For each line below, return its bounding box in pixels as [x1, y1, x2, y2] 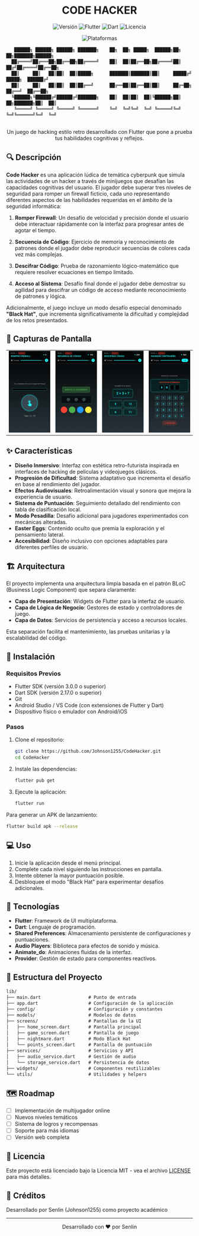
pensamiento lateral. [14, 531, 65, 538]
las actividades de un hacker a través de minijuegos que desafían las [6, 177, 174, 184]
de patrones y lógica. [14, 293, 67, 300]
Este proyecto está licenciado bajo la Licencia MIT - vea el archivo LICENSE [6, 1167, 191, 1174]
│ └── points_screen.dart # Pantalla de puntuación [6, 1042, 152, 1048]
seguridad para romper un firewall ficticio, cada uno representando [6, 190, 170, 197]
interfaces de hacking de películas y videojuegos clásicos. [14, 468, 158, 475]
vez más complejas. [14, 251, 63, 258]
